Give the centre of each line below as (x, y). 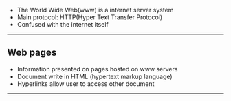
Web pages (32, 53)
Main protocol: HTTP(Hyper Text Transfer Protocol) (90, 17)
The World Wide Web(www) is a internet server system (95, 10)
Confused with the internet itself (63, 24)
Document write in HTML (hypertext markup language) (95, 76)
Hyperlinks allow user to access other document (86, 83)
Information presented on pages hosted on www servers (97, 69)
